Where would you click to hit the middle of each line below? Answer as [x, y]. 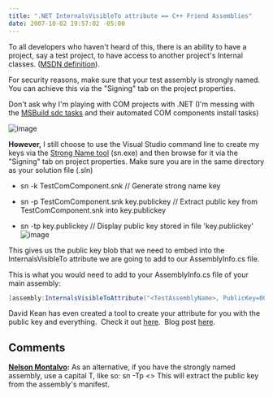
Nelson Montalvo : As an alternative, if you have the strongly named [122, 367]
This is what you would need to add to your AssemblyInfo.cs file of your [129, 274]
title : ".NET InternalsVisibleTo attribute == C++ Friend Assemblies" [130, 16]
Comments [37, 347]
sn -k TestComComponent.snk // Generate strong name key [120, 186]
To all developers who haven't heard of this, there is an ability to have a [128, 46]
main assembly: [35, 283]
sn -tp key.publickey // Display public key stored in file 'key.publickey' [137, 226]
